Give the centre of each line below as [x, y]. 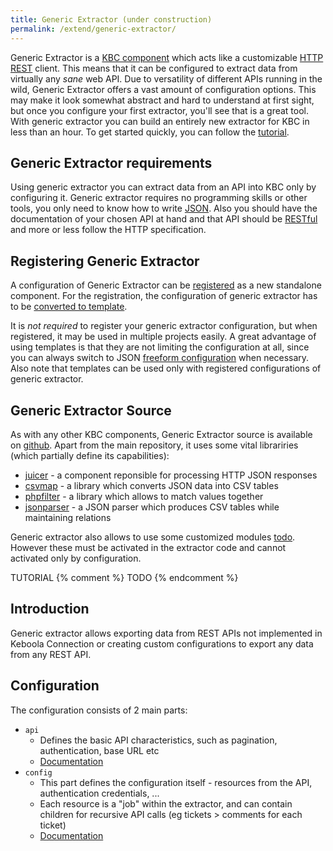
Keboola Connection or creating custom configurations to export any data [162, 643]
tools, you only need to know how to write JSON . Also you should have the [164, 208]
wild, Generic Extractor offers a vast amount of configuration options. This [163, 89]
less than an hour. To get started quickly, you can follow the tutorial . [150, 132]
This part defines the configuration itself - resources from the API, [176, 782]
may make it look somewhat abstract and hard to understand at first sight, [162, 100]
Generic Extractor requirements [111, 162]
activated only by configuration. [76, 558]
